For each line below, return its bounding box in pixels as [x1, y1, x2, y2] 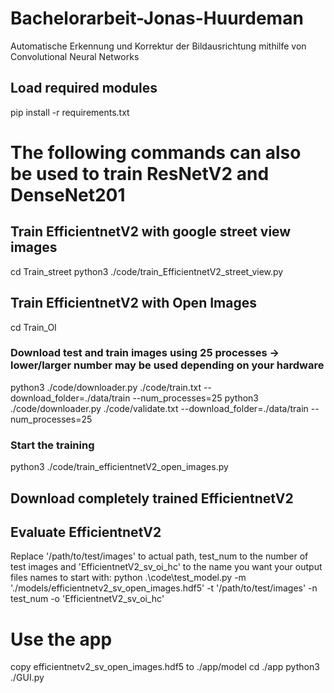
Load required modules [10, 80, 158, 97]
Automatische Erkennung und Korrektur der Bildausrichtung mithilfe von [10, 40, 307, 52]
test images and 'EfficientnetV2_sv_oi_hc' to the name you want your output [10, 561, 323, 573]
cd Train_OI [10, 321, 57, 333]
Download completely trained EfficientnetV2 [10, 490, 294, 507]
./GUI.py [10, 672, 45, 684]
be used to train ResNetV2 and [10, 162, 270, 185]
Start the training [10, 438, 95, 452]
